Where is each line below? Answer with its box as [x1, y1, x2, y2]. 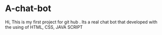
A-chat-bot [5, 3, 52, 14]
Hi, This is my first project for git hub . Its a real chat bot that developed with [5, 19, 158, 25]
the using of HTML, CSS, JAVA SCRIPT [5, 24, 83, 30]
